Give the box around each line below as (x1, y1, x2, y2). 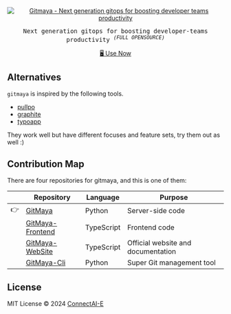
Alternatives (7, 71, 62, 83)
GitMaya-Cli (25, 258, 66, 267)
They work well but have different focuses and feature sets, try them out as (7, 131, 221, 139)
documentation (126, 247, 177, 256)
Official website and (126, 238, 192, 248)
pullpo (16, 103, 36, 111)
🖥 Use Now (99, 49, 132, 57)
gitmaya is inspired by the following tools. (7, 89, 124, 98)
